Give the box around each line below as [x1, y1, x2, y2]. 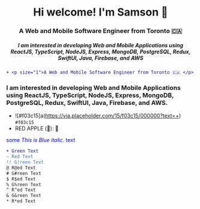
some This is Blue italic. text [6, 137, 75, 144]
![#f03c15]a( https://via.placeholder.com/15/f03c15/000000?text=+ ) [14, 112, 181, 119]
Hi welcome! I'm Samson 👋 [33, 5, 168, 19]
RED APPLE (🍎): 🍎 [14, 125, 59, 132]
